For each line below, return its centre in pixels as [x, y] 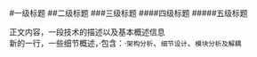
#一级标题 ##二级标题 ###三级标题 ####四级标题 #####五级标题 [128, 13]
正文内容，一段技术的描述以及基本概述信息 [87, 32]
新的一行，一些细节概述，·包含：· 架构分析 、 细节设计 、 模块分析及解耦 [125, 43]
